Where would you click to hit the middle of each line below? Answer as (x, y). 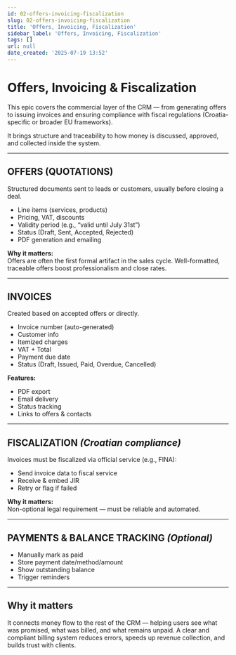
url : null (22, 46)
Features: (22, 378)
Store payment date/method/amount (70, 562)
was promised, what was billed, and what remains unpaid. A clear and (108, 630)
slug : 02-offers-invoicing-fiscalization (69, 20)
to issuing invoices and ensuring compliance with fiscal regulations (104, 114)
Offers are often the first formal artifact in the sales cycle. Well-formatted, (113, 260)
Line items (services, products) (62, 210)
